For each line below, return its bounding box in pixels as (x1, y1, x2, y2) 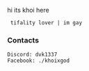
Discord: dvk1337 (7, 52, 58, 58)
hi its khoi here (7, 6, 50, 14)
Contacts (7, 35, 40, 45)
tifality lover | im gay (10, 19, 82, 26)
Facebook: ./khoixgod (7, 57, 70, 65)
